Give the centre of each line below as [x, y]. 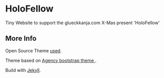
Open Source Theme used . [34, 50]
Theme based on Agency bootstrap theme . [51, 60]
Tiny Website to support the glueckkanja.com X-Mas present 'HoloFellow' [83, 23]
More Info [21, 38]
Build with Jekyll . [23, 70]
